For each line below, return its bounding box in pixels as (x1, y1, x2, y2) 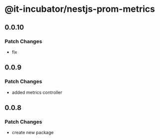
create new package (11, 130, 54, 136)
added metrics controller (11, 89, 62, 95)
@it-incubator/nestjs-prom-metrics (4, 3, 156, 15)
